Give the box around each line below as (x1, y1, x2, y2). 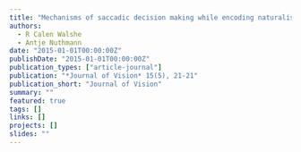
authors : (9, 21, 42, 30)
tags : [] (9, 105, 42, 114)
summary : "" (9, 88, 54, 97)
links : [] (9, 113, 47, 122)
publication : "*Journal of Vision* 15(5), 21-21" (9, 72, 199, 80)
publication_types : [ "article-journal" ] (9, 63, 163, 72)
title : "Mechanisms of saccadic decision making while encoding (9, 13, 254, 22)
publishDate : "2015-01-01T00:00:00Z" (9, 55, 150, 63)
